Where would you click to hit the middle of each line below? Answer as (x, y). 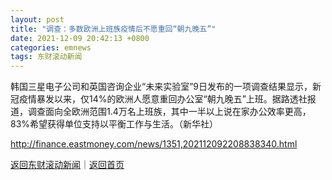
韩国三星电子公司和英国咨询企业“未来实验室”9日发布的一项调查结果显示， (161, 87)
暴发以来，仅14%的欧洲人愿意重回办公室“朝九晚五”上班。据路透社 (172, 99)
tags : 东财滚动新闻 (46, 57)
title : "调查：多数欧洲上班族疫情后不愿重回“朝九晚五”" (113, 29)
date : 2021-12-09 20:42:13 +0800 (80, 38)
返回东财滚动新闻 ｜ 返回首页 (67, 165)
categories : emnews (51, 47)
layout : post (37, 19)
